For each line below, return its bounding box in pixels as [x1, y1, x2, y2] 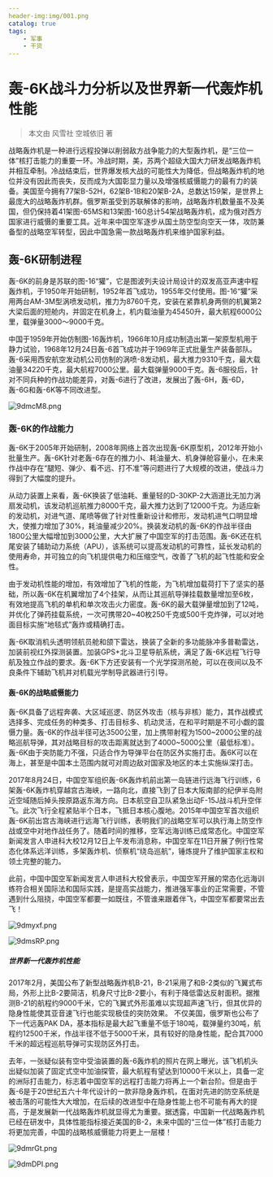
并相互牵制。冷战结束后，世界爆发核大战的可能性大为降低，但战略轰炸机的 [8, 166, 258, 176]
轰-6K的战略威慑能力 [8, 688, 79, 697]
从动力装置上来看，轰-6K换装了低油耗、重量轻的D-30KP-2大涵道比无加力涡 [8, 491, 262, 501]
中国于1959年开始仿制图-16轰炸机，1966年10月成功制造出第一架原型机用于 [8, 334, 258, 344]
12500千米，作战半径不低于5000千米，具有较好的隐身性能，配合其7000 [22, 1029, 264, 1039]
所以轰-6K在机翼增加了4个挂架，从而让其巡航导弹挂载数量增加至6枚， [22, 589, 258, 599]
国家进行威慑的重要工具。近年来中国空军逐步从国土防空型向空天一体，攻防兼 [8, 217, 265, 227]
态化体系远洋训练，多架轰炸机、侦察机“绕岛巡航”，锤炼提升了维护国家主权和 [8, 846, 264, 856]
